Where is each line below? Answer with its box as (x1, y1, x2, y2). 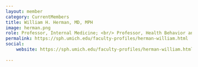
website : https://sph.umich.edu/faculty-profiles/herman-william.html (16, 47, 194, 52)
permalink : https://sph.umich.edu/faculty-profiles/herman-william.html (5, 36, 189, 41)
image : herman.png (5, 24, 51, 31)
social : (5, 41, 25, 47)
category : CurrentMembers (5, 14, 69, 20)
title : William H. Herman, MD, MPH (5, 19, 93, 25)
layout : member (5, 8, 43, 15)
